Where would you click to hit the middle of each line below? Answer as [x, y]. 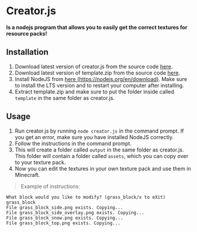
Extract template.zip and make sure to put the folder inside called [94, 91]
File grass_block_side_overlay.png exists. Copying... [75, 212]
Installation [27, 52]
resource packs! [27, 33]
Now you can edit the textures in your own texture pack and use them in [103, 168]
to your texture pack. [40, 162]
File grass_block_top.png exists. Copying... [63, 223]
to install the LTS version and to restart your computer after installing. [99, 85]
